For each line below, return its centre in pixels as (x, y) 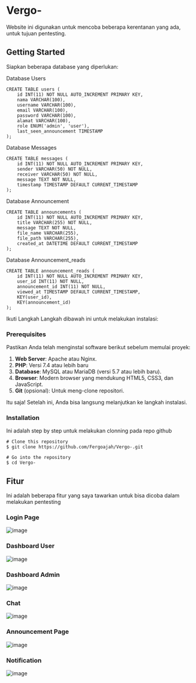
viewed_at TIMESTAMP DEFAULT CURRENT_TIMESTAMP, (79, 292)
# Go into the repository (38, 458)
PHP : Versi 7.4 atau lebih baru (52, 365)
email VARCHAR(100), (43, 110)
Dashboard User (31, 546)
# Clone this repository (37, 442)
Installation (23, 418)
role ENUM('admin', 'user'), (53, 126)
